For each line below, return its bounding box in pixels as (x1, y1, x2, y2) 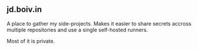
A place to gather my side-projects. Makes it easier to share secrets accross (6, 20, 192, 27)
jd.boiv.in (6, 5, 42, 15)
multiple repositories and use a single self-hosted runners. (6, 26, 148, 33)
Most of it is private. (6, 37, 55, 44)
